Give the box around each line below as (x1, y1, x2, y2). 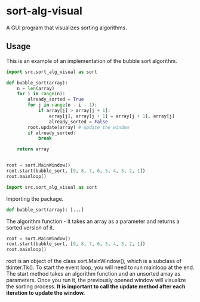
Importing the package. (6, 195, 64, 202)
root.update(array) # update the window (27, 124, 130, 130)
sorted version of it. (6, 224, 55, 231)
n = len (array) (17, 85, 55, 91)
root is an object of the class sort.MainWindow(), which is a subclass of (6, 258, 182, 265)
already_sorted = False (48, 119, 109, 125)
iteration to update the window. (6, 289, 85, 297)
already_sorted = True (27, 96, 84, 102)
